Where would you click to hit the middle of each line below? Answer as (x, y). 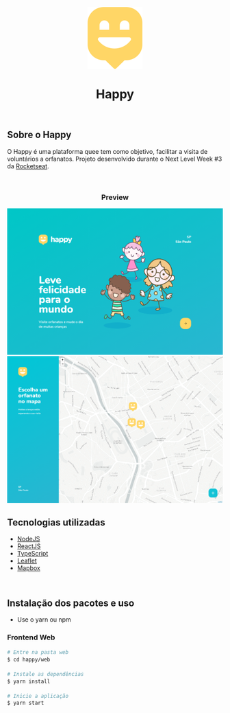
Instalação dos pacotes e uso (71, 603)
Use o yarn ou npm (44, 619)
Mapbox (29, 568)
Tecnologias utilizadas (56, 522)
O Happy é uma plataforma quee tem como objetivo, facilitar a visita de (107, 151)
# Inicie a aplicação (38, 696)
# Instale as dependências (46, 674)
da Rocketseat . (28, 166)
